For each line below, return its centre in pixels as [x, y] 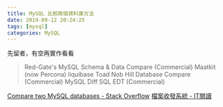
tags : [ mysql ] [28, 26]
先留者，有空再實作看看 [41, 53]
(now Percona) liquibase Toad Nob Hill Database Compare [107, 75]
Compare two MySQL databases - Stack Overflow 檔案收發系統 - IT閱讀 [110, 96]
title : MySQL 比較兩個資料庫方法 [51, 13]
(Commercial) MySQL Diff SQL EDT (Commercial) [95, 82]
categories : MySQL [34, 33]
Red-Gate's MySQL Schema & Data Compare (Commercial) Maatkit [120, 67]
